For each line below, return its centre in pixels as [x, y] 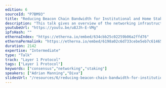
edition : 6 [16, 10]
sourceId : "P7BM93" [25, 14]
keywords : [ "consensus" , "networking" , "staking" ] [56, 69]
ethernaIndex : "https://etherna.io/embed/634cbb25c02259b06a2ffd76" [77, 37]
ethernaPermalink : [24, 42]
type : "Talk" [19, 55]
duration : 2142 [21, 46]
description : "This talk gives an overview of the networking [70, 23]
